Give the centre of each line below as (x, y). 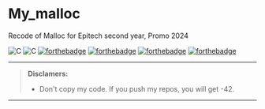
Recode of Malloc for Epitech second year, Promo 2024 (99, 36)
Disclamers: (48, 73)
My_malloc (44, 14)
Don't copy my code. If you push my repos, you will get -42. (137, 88)
